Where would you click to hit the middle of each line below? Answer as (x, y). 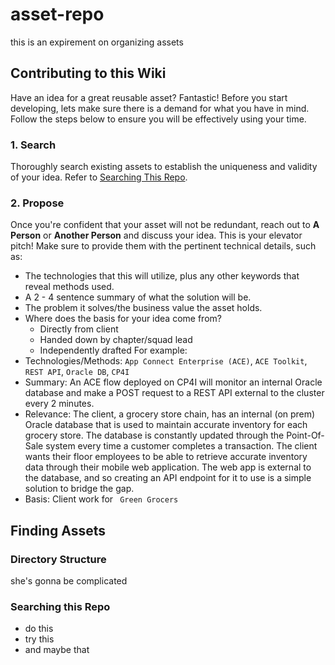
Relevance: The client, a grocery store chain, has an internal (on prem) (170, 414)
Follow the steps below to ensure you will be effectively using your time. (158, 119)
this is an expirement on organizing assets (97, 42)
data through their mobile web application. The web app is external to (168, 467)
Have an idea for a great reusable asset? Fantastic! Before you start (149, 97)
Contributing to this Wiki (88, 73)
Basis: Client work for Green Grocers (101, 499)
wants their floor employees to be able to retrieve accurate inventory (166, 457)
